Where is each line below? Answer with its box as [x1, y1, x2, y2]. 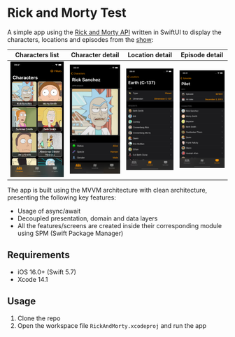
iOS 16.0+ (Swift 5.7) [17, 267, 77, 276]
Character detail [71, 51, 120, 59]
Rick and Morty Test [7, 5, 127, 21]
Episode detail [180, 51, 224, 59]
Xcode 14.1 [17, 275, 48, 283]
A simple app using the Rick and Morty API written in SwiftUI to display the [7, 28, 222, 36]
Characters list [15, 51, 59, 59]
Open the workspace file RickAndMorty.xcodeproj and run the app [17, 321, 207, 329]
